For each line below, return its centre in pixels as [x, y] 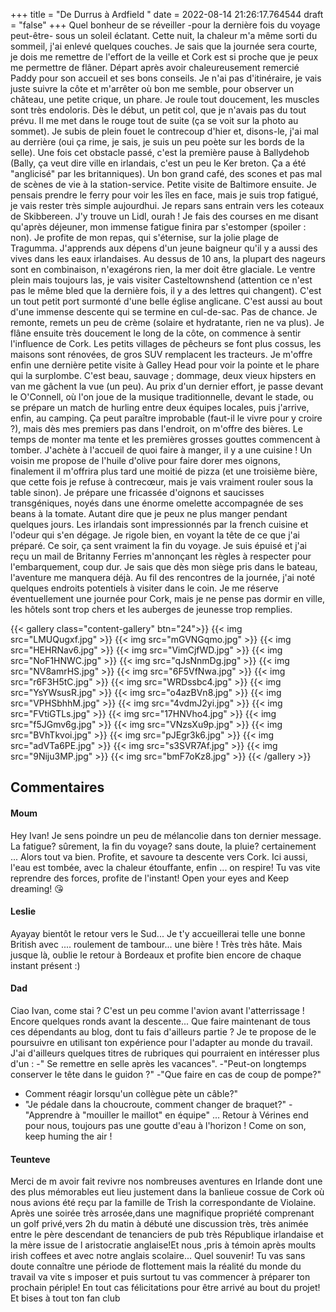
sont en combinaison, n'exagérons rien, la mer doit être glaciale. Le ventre [163, 269]
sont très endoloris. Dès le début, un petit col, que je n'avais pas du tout [158, 110]
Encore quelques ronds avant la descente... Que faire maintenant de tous [160, 1021]
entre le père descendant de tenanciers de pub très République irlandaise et [167, 1235]
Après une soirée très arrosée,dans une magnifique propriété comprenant [162, 1213]
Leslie [23, 911]
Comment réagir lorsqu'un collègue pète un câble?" [131, 1093]
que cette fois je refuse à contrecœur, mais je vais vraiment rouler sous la [162, 482]
